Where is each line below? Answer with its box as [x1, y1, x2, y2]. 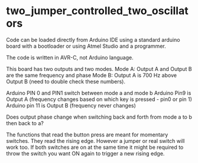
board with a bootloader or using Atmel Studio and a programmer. [6, 43, 167, 50]
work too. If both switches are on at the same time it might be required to [6, 144, 184, 151]
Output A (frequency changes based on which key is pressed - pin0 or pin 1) [6, 96, 192, 103]
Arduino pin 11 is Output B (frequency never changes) [6, 102, 136, 109]
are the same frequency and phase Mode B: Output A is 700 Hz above [6, 71, 177, 79]
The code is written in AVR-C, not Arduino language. [6, 54, 134, 61]
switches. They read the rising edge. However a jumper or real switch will [6, 137, 185, 144]
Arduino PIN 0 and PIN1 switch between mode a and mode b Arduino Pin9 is [6, 89, 191, 96]
